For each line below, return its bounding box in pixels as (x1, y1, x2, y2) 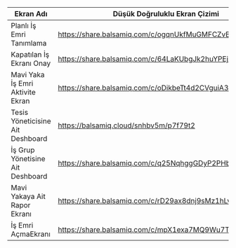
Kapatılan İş (11, 50, 50, 59)
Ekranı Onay (11, 59, 51, 68)
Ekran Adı (14, 9, 48, 18)
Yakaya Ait (11, 192, 46, 201)
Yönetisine (11, 154, 46, 163)
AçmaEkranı (11, 229, 51, 239)
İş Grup (11, 145, 35, 155)
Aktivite (11, 88, 37, 97)
